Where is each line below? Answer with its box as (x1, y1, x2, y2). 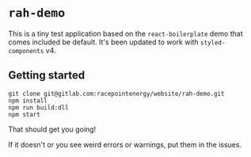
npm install (8, 97, 48, 105)
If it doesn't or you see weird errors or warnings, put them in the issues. (8, 140, 242, 149)
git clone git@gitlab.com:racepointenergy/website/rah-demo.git (8, 90, 225, 98)
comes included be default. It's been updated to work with (8, 37, 200, 47)
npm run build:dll (8, 103, 69, 112)
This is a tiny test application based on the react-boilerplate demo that (8, 29, 243, 38)
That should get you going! (8, 124, 97, 134)
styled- (200, 38, 226, 47)
